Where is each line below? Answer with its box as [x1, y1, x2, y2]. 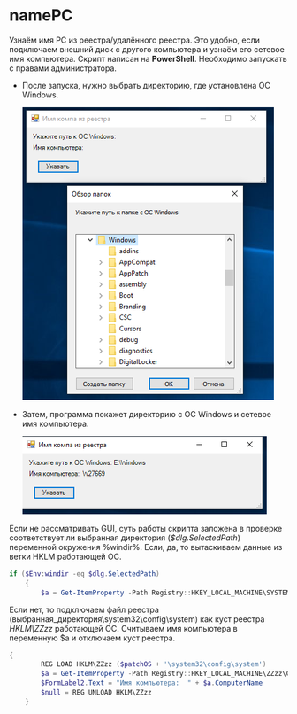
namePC [9, 5, 73, 26]
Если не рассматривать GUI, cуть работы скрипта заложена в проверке [9, 523, 283, 533]
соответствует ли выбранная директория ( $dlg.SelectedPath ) [9, 532, 241, 543]
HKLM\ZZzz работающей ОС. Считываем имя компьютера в [9, 623, 238, 633]
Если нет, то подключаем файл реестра [9, 604, 159, 615]
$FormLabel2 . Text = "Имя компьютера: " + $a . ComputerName [41, 679, 263, 687]
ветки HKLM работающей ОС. [9, 551, 122, 562]
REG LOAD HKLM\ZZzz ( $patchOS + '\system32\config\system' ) [41, 660, 267, 669]
